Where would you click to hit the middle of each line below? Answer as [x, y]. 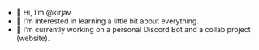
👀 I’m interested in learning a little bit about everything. [107, 21]
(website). [33, 38]
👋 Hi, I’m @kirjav [43, 12]
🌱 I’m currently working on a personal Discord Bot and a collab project [133, 29]
